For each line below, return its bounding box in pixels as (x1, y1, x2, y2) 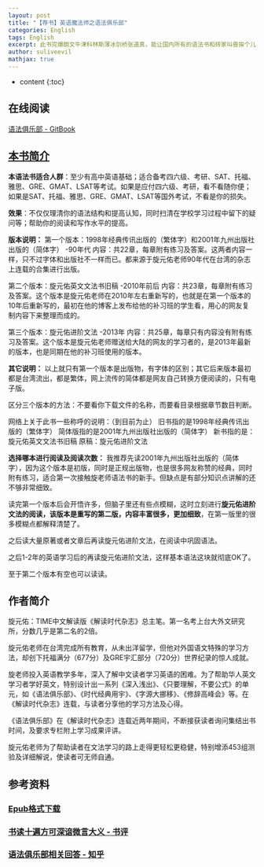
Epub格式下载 (8, 803, 61, 814)
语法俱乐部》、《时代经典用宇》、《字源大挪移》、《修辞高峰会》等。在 (35, 689, 249, 699)
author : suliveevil (8, 48, 72, 56)
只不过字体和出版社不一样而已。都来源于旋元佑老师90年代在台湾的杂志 (21, 254, 251, 264)
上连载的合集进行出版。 (8, 264, 84, 274)
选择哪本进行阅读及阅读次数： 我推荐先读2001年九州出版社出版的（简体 (8, 453, 240, 463)
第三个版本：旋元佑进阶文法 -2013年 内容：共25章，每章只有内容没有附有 (8, 327, 246, 337)
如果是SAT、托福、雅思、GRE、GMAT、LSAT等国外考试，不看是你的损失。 (8, 191, 251, 201)
